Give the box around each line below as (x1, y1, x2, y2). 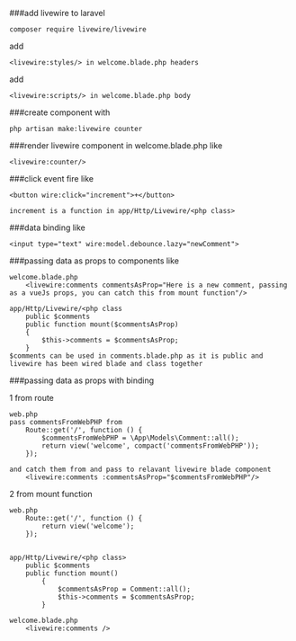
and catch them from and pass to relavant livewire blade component (9, 465, 272, 474)
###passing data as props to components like (9, 255, 180, 266)
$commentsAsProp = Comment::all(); (57, 584, 192, 593)
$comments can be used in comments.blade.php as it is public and (9, 352, 264, 361)
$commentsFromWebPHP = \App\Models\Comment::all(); (41, 433, 240, 442)
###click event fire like (9, 174, 94, 183)
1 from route (9, 393, 54, 403)
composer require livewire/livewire (9, 25, 147, 34)
